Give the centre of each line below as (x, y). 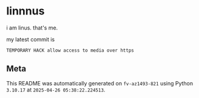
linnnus (25, 11)
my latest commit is (31, 39)
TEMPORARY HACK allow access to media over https (70, 50)
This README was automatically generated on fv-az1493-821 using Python (100, 83)
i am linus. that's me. (32, 28)
